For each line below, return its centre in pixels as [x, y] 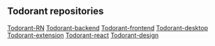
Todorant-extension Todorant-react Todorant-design [83, 35]
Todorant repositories [55, 11]
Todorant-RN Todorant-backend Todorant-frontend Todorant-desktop [107, 27]
